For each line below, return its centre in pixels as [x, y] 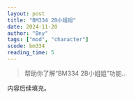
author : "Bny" [28, 33]
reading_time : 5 [31, 53]
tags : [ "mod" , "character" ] [48, 40]
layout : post [26, 14]
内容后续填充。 [29, 88]
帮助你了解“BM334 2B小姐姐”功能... [76, 73]
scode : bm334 [26, 46]
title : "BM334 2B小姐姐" [42, 20]
